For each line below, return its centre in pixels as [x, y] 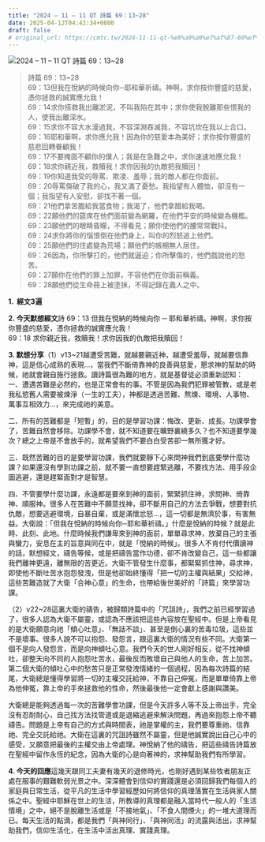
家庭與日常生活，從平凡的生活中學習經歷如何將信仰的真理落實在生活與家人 [129, 791]
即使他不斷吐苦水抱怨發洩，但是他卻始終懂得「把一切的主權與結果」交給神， [132, 573]
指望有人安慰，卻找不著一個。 [97, 196]
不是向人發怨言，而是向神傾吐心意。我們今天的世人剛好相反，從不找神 [129, 649]
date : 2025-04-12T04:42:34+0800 [61, 23]
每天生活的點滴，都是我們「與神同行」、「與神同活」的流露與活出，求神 [136, 821]
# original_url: [35, 37]
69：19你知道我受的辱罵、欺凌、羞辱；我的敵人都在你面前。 [125, 176]
